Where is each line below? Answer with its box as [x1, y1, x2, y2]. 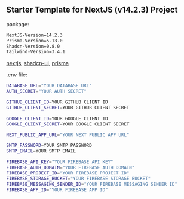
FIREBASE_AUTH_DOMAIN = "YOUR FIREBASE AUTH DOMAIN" [6, 164, 135, 171]
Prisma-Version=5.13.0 [6, 38, 63, 44]
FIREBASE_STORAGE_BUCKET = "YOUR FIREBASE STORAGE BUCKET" [6, 176, 151, 182]
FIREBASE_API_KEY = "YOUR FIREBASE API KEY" [6, 159, 114, 165]
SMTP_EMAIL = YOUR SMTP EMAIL [6, 148, 76, 154]
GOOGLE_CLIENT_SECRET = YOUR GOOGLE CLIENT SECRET [6, 121, 130, 127]
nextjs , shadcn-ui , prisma [6, 60, 69, 67]
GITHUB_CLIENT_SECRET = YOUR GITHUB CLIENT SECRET [6, 105, 130, 111]
